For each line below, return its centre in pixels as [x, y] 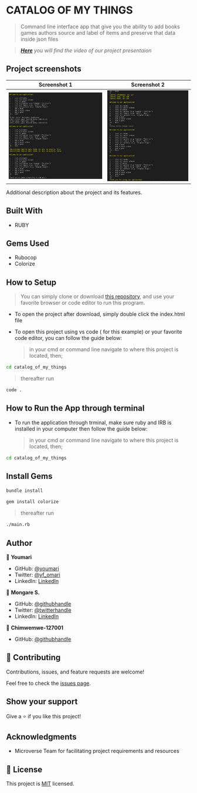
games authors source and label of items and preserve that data [98, 32]
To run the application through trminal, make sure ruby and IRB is [93, 422]
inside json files [39, 39]
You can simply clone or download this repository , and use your [97, 296]
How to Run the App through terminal [75, 409]
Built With [24, 211]
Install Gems [29, 476]
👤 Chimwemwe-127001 [35, 628]
